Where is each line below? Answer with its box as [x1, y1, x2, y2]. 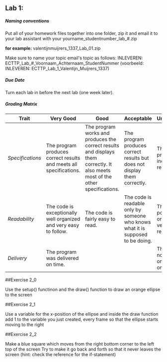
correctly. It [85, 161, 112, 168]
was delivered [46, 255, 79, 262]
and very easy [46, 222, 80, 229]
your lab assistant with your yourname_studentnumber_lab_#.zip [5, 36, 138, 42]
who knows [124, 219, 151, 226]
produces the [85, 136, 116, 143]
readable [124, 200, 145, 207]
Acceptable [124, 115, 153, 122]
